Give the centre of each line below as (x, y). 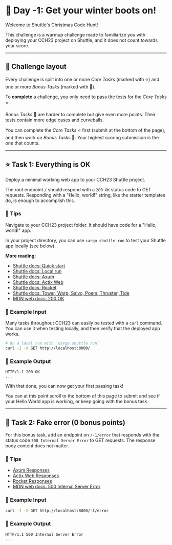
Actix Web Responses (36, 476)
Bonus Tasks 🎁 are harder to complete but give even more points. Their (80, 114)
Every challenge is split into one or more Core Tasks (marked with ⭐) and (82, 79)
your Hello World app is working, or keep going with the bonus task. (77, 402)
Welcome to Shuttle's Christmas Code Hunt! (52, 25)
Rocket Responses (32, 481)
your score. (17, 45)
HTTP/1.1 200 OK (23, 372)
